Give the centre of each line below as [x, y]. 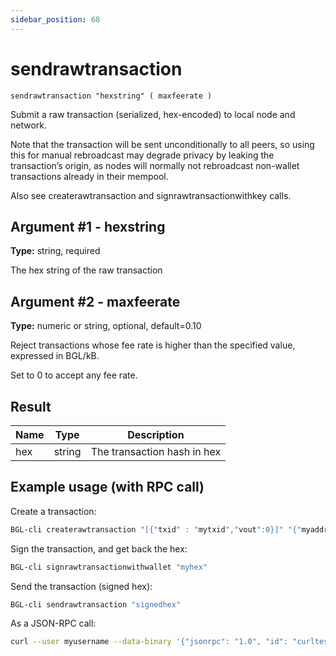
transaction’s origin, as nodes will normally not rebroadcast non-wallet [155, 165]
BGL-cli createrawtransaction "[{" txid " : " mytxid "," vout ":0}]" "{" [156, 529]
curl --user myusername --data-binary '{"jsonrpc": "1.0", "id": [149, 642]
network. [29, 125]
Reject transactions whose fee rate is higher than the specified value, [153, 345]
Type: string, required [55, 251]
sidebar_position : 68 [55, 19]
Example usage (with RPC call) [107, 487]
